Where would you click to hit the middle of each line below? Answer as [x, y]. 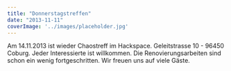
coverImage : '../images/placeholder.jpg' [68, 26]
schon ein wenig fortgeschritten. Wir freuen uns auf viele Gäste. [99, 61]
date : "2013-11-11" [35, 20]
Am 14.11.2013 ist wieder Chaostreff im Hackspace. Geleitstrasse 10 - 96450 [115, 46]
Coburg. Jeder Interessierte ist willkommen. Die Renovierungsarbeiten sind [114, 53]
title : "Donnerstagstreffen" [49, 13]
